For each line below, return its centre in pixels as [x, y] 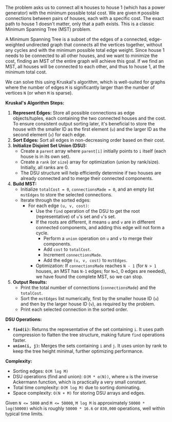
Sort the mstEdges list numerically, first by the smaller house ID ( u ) [90, 298]
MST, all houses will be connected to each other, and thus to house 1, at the [85, 67]
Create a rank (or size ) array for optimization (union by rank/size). [90, 162]
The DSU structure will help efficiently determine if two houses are [91, 173]
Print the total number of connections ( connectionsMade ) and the [88, 288]
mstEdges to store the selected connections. [66, 195]
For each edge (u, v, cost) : [59, 206]
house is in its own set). [45, 157]
